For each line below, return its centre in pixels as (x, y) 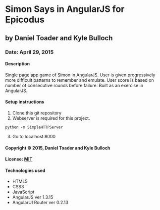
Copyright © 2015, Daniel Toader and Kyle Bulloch (58, 148)
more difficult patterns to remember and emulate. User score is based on (80, 80)
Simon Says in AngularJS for (65, 9)
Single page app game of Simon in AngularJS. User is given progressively (80, 75)
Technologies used (25, 170)
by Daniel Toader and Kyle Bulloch (59, 38)
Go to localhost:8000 (34, 136)
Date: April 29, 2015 (29, 52)
